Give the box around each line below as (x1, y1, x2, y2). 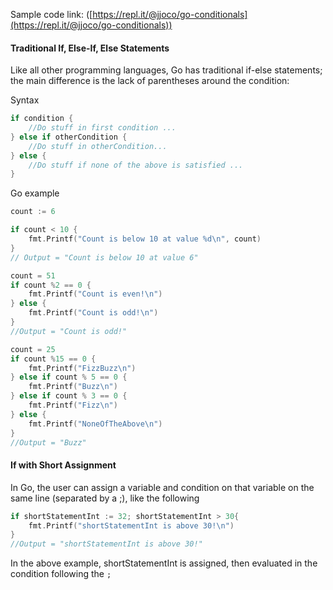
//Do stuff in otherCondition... (28, 141, 168, 151)
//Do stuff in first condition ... (28, 123, 177, 133)
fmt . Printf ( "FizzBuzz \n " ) (28, 363, 137, 373)
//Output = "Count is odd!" (10, 326, 128, 336)
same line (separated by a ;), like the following (10, 492, 200, 504)
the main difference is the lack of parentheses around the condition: (10, 75, 290, 87)
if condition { (10, 114, 74, 124)
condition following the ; (10, 568, 112, 580)
